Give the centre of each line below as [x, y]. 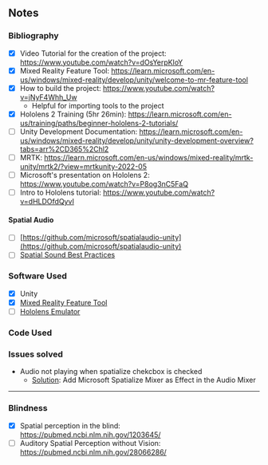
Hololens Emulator [50, 311]
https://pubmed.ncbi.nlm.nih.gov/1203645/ [90, 435]
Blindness [28, 408]
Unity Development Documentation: [79, 132]
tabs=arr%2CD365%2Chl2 [64, 149]
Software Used [38, 276]
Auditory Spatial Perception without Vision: [90, 443]
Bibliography [33, 36]
